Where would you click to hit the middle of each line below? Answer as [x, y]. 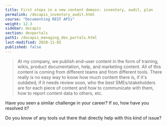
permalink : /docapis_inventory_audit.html [50, 14]
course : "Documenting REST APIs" [40, 19]
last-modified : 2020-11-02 [33, 42]
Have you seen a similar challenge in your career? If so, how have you [77, 102]
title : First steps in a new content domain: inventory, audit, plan [79, 10]
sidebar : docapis [23, 28]
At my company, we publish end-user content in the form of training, [88, 61]
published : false [23, 47]
